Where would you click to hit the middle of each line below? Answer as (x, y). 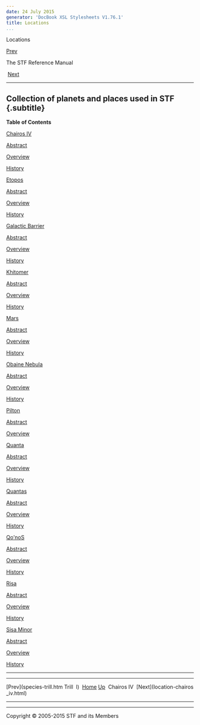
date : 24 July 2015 (30, 12)
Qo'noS (15, 537)
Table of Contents (29, 122)
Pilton (13, 411)
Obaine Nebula (24, 364)
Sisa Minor (19, 630)
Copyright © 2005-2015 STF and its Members (62, 716)
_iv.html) (17, 693)
